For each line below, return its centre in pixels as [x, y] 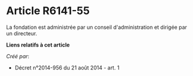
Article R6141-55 [48, 11]
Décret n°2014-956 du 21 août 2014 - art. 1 [67, 67]
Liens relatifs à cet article [38, 45]
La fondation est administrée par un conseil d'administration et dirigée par [96, 27]
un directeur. [22, 33]
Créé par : [18, 56]
